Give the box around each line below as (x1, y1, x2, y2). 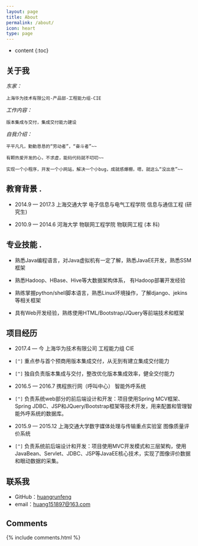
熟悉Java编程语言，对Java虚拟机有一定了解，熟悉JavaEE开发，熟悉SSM (14, 256, 192, 264)
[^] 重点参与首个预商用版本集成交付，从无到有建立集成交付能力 (14, 358, 170, 365)
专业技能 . (6, 240, 42, 250)
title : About (6, 14, 38, 20)
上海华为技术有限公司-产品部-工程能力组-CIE (6, 95, 102, 101)
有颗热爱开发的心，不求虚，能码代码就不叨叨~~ (6, 155, 105, 160)
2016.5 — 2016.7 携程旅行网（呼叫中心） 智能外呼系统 (14, 383, 146, 390)
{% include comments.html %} (6, 534, 81, 541)
